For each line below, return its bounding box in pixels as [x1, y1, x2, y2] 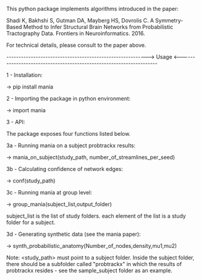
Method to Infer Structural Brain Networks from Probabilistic [23, 24, 174, 30]
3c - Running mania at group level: [6, 189, 93, 196]
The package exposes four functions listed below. [6, 130, 131, 137]
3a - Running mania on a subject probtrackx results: [6, 142, 136, 149]
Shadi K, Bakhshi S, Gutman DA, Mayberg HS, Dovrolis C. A [6, 17, 154, 24]
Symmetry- [155, 17, 183, 24]
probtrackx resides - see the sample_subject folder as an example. [6, 267, 173, 274]
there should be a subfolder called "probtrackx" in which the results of [6, 261, 182, 267]
